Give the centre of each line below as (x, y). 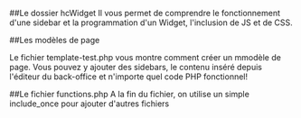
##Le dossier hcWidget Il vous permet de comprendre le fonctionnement (145, 13)
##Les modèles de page (55, 40)
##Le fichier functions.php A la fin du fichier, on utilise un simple (130, 94)
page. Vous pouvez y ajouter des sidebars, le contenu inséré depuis (136, 67)
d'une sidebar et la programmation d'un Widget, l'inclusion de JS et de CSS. (151, 23)
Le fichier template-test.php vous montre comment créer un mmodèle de (146, 57)
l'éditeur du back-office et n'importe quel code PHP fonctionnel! (129, 77)
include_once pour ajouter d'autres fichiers (89, 104)
